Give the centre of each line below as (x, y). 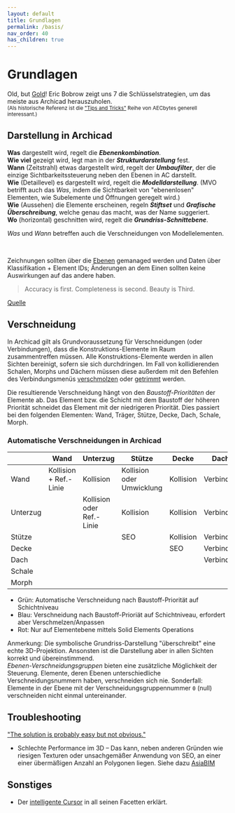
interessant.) (22, 114)
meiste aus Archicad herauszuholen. (60, 102)
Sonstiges (30, 785)
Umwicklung (142, 488)
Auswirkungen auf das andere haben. (62, 275)
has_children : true (36, 40)
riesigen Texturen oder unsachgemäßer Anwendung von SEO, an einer (119, 755)
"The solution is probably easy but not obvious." (77, 734)
